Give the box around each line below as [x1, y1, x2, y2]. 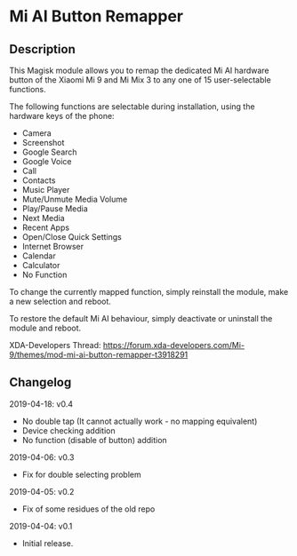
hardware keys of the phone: [9, 111, 115, 121]
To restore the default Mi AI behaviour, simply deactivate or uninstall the [9, 314, 273, 323]
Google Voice [21, 156, 73, 166]
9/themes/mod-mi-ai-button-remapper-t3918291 [9, 349, 189, 360]
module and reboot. [9, 322, 82, 333]
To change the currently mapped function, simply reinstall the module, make [9, 287, 289, 297]
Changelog [9, 375, 72, 390]
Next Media [21, 213, 65, 223]
